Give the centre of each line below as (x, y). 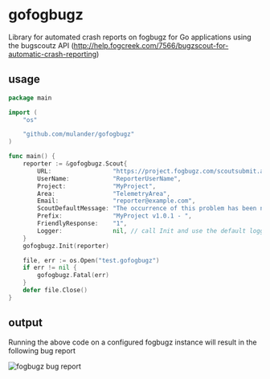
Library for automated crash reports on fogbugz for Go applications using (130, 37)
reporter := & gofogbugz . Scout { (75, 164)
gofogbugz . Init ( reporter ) (66, 246)
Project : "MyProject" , (97, 186)
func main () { (32, 157)
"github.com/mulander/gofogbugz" (79, 134)
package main (30, 98)
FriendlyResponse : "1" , (82, 223)
